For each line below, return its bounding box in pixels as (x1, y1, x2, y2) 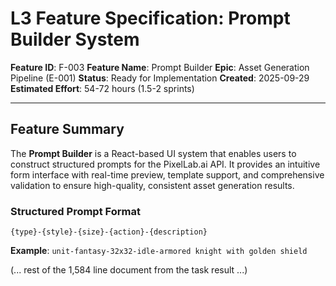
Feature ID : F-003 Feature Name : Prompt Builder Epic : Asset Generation (10, 61, 310, 73)
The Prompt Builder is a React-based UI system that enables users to (10, 147, 297, 159)
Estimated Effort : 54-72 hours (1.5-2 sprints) (10, 82, 195, 94)
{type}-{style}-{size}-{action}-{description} (10, 227, 208, 237)
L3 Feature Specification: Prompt (10, 7, 291, 30)
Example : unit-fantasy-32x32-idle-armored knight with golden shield (10, 245, 308, 257)
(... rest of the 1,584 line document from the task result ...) (10, 264, 248, 276)
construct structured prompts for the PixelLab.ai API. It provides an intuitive (10, 158, 321, 170)
